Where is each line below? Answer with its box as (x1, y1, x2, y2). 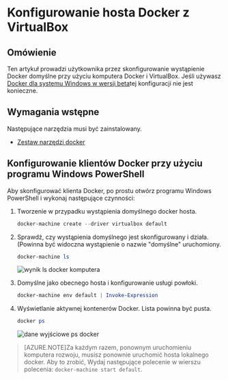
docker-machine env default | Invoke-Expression (16, 292, 158, 299)
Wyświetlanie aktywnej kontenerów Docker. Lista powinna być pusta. (16, 305, 212, 313)
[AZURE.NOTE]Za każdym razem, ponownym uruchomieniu (23, 344, 192, 352)
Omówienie (7, 47, 57, 58)
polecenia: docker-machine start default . (23, 365, 143, 374)
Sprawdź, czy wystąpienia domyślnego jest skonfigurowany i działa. (16, 233, 209, 241)
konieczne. (7, 87, 38, 94)
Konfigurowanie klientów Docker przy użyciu (7, 157, 203, 169)
